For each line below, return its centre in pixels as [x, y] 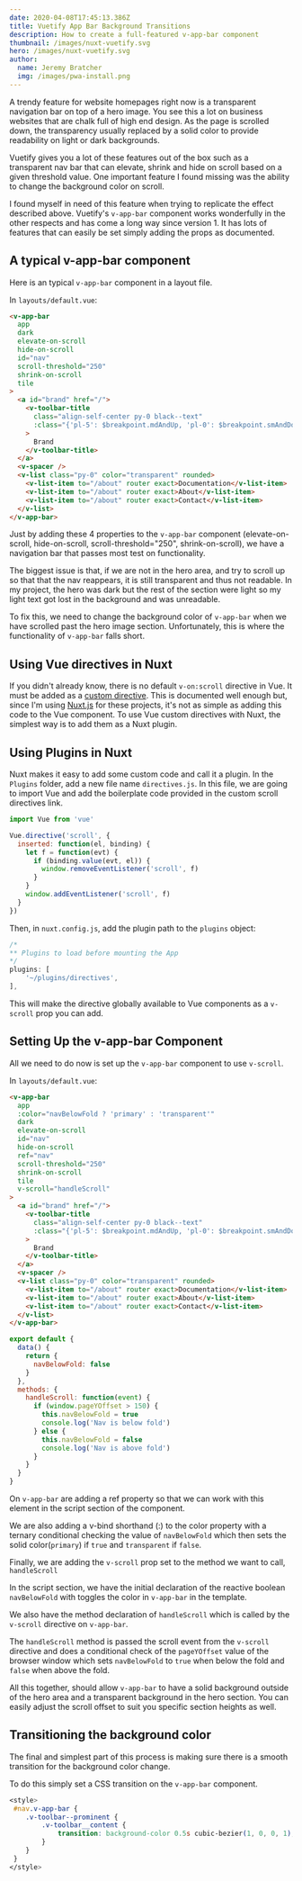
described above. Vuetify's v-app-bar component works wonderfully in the [147, 213]
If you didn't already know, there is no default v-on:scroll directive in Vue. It [151, 686]
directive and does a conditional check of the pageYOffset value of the [139, 1651]
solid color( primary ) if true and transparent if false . [106, 1545]
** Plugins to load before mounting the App [94, 953]
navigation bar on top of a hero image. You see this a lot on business [136, 111]
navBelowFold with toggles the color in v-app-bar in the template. [128, 1597]
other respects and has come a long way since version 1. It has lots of [138, 222]
